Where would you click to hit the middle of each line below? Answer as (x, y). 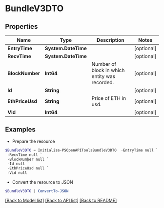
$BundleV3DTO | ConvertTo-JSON (37, 191)
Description (111, 40)
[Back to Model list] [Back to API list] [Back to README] (61, 200)
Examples (20, 130)
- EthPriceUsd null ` (28, 169)
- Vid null (17, 173)
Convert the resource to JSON (42, 182)
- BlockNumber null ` (28, 159)
